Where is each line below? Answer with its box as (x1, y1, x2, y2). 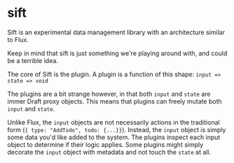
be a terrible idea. (7, 56, 58, 64)
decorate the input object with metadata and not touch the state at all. (7, 148, 212, 156)
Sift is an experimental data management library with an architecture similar (7, 28, 226, 36)
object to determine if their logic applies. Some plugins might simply (7, 140, 204, 148)
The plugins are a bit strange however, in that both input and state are (7, 90, 211, 98)
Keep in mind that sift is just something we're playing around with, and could (7, 49, 228, 57)
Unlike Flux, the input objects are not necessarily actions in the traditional (7, 118, 220, 127)
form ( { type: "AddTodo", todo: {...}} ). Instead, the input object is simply (7, 125, 226, 134)
